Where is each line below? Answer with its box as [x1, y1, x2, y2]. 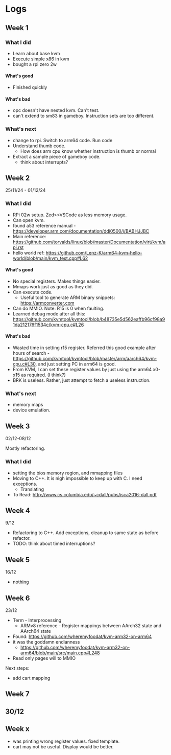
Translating [20, 486, 44, 492]
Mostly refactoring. [5, 445, 45, 451]
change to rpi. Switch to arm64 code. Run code [12, 137, 113, 143]
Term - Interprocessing [12, 617, 62, 623]
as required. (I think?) [21, 372, 66, 378]
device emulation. [12, 407, 51, 413]
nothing [12, 579, 29, 585]
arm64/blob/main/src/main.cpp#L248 [20, 650, 101, 656]
